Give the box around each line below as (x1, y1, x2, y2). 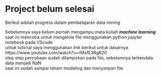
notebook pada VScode (5, 39, 53, 45)
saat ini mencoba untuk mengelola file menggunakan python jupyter (5, 34, 142, 40)
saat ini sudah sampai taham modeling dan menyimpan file (5, 65, 123, 71)
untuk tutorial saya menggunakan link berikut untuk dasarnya (5, 44, 129, 50)
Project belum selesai (5, 3, 94, 15)
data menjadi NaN (5, 60, 42, 66)
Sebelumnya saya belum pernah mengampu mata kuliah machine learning (5, 29, 156, 35)
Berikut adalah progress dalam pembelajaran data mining (5, 19, 120, 25)
